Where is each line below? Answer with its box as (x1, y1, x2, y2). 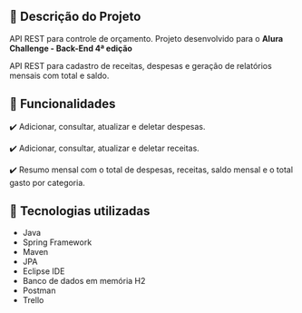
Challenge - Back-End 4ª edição (9, 43, 133, 54)
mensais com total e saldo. (9, 70, 110, 81)
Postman (22, 285, 56, 296)
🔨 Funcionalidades (9, 96, 116, 112)
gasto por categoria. (9, 177, 86, 188)
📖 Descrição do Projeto (9, 9, 141, 24)
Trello (22, 295, 44, 306)
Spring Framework (22, 237, 93, 248)
